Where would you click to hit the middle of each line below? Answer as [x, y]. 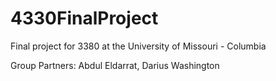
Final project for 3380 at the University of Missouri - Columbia [138, 46]
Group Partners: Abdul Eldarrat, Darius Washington [115, 65]
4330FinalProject [84, 18]
